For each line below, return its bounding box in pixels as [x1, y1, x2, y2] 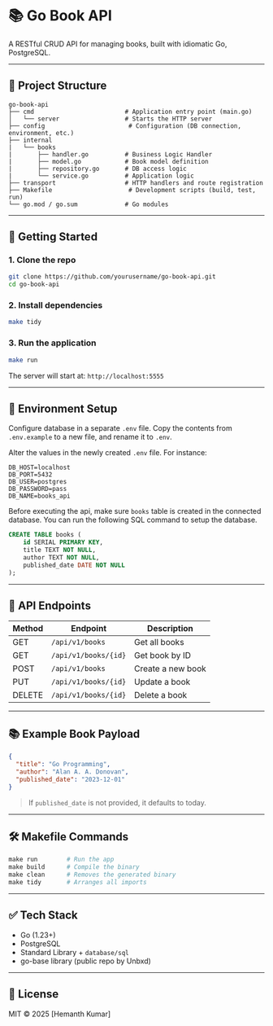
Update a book [133, 677, 191, 688]
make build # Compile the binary [8, 863, 140, 871]
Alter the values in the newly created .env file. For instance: [8, 448, 207, 458]
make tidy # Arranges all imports [8, 879, 148, 887]
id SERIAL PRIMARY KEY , [23, 538, 104, 546]
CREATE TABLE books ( [8, 531, 82, 539]
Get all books [133, 637, 184, 648]
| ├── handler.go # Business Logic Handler [8, 150, 213, 159]
